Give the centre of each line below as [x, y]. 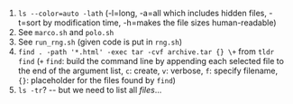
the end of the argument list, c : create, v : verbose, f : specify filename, [148, 71]
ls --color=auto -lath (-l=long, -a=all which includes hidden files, [142, 13]
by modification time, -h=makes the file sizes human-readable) [160, 23]
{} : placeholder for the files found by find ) [96, 80]
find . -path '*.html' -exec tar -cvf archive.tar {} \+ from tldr [146, 52]
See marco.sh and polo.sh [66, 32]
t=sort [29, 23]
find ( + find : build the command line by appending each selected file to [151, 61]
